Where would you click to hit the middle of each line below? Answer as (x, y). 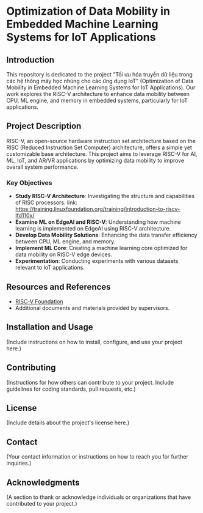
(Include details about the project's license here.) (68, 423)
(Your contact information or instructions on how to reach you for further (98, 457)
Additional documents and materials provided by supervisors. (92, 308)
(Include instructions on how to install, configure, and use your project (94, 342)
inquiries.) (19, 463)
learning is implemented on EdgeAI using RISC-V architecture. (93, 229)
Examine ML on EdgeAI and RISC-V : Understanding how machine (98, 222)
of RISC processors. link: (46, 202)
